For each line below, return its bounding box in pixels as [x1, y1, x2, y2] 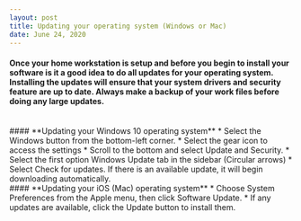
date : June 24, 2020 [9, 30, 87, 39]
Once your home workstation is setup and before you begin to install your [9, 57, 290, 68]
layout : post [9, 13, 58, 22]
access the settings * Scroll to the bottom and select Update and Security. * [9, 145, 290, 155]
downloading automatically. [9, 172, 111, 184]
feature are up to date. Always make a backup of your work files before [9, 86, 280, 97]
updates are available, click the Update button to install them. [9, 201, 236, 212]
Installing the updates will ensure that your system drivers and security [9, 76, 281, 87]
